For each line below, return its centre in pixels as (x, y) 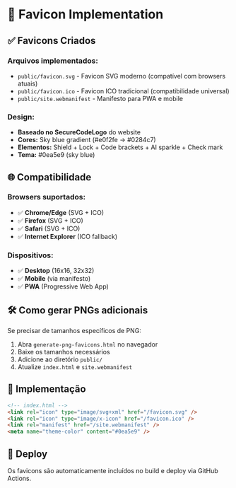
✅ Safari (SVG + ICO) (49, 228)
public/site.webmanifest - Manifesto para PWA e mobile (100, 98)
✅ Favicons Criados (52, 41)
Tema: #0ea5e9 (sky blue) (56, 155)
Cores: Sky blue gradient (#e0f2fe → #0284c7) (87, 140)
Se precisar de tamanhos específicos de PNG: (74, 330)
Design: (21, 117)
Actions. (19, 478)
